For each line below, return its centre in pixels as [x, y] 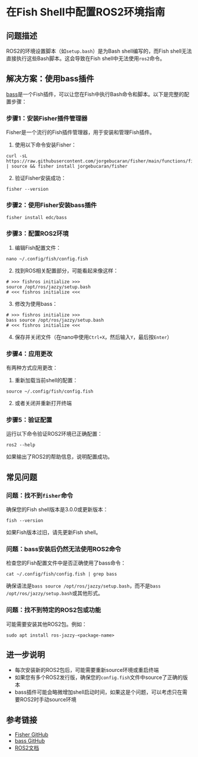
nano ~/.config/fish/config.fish [47, 259]
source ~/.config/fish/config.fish [50, 391]
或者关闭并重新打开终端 [43, 403]
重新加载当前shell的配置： [46, 380]
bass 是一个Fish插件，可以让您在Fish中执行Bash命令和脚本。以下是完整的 [95, 94]
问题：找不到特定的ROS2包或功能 [54, 610]
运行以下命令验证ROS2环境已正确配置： [55, 434]
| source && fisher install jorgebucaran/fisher [67, 167]
